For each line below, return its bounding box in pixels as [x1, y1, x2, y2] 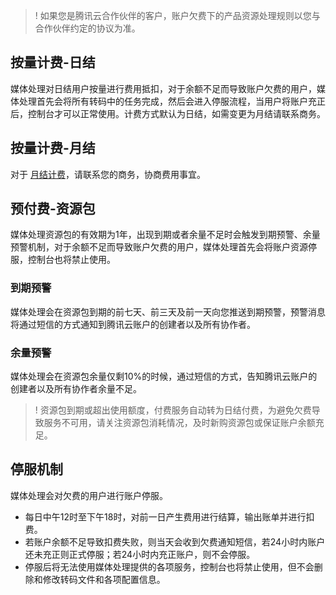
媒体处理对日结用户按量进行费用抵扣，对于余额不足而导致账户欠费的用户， [10, 82, 317, 94]
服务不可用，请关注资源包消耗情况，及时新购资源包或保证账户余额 [43, 417, 316, 429]
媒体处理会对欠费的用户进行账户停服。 [10, 489, 168, 501]
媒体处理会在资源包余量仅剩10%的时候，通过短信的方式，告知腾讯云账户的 [10, 370, 318, 383]
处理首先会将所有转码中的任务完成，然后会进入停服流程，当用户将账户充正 [18, 95, 326, 107]
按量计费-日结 [10, 54, 96, 71]
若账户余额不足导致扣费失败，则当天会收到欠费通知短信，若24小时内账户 [24, 535, 326, 548]
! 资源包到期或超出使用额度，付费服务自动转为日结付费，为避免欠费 [34, 404, 312, 416]
